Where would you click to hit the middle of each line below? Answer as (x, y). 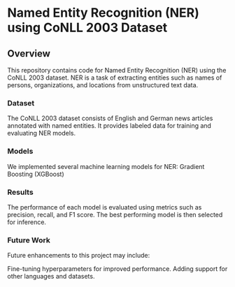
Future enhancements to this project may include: (79, 256)
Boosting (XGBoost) (36, 174)
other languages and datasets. (51, 277)
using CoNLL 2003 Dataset (87, 28)
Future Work (29, 240)
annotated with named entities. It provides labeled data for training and (109, 126)
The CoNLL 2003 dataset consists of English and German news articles (110, 118)
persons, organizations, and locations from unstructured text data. (103, 85)
